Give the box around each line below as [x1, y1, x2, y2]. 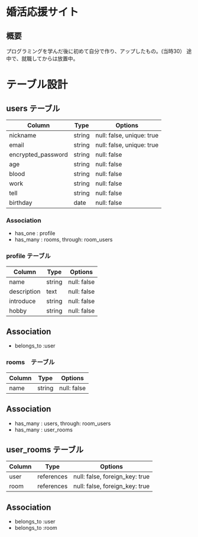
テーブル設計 [6, 78, 68, 92]
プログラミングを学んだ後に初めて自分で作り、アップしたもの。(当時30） [6, 48, 186, 54]
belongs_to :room [14, 525, 57, 532]
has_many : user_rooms [14, 426, 73, 433]
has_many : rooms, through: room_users [14, 236, 113, 243]
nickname [9, 131, 37, 139]
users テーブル [6, 103, 60, 113]
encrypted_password [9, 150, 68, 159]
